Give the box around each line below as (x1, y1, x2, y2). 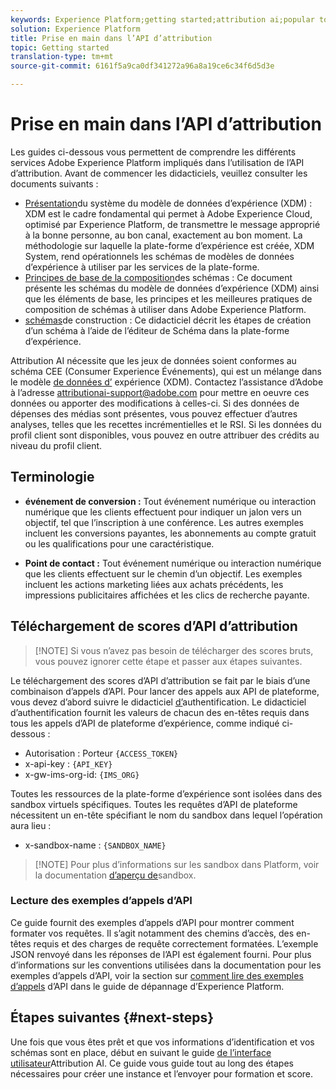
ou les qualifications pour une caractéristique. (24, 537, 215, 550)
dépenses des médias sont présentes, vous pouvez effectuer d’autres (10, 407, 298, 420)
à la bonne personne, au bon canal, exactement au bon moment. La (24, 229, 303, 241)
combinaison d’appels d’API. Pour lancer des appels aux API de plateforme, (10, 685, 320, 697)
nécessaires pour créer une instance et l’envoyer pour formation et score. (10, 1067, 314, 1080)
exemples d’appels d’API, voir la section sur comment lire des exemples (10, 969, 304, 981)
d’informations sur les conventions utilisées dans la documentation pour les (10, 959, 322, 971)
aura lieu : (10, 819, 52, 831)
